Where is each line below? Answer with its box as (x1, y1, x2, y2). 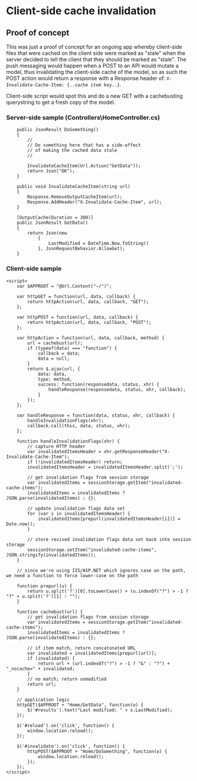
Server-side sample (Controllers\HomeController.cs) (6, 113, 160, 122)
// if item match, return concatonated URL (27, 645, 136, 651)
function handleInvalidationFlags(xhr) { (17, 438, 120, 444)
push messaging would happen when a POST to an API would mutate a (6, 62, 179, 69)
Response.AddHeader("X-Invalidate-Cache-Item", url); (27, 199, 162, 205)
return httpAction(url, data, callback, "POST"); (27, 319, 152, 326)
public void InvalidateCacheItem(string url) (17, 184, 131, 190)
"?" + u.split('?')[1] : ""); (6, 593, 81, 599)
